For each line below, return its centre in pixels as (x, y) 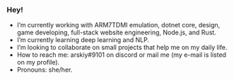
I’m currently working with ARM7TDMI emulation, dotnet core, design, (118, 25)
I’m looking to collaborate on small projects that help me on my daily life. (122, 48)
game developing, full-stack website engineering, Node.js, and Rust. (116, 32)
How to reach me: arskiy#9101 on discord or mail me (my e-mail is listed (122, 55)
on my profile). (38, 62)
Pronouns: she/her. (45, 70)
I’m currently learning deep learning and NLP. (83, 40)
